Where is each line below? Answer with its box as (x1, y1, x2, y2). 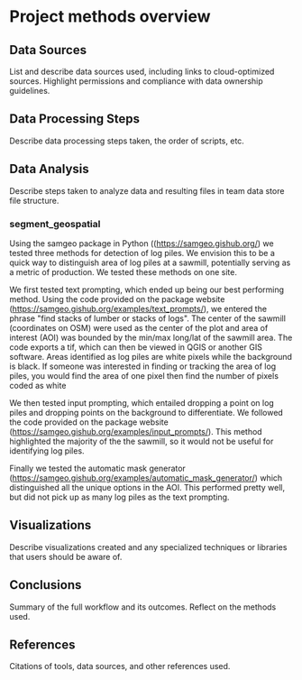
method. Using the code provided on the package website (9, 293, 225, 304)
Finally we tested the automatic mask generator (9, 463, 187, 473)
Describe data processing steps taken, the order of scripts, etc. (9, 135, 245, 146)
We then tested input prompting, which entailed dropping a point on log (9, 397, 275, 408)
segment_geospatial (9, 217, 101, 230)
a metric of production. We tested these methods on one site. (9, 266, 237, 277)
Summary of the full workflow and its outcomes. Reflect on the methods (9, 602, 277, 612)
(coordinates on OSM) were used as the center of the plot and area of (9, 322, 269, 333)
